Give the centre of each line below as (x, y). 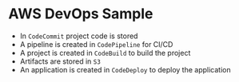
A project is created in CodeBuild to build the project (105, 53)
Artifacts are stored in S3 (60, 61)
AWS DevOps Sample (81, 14)
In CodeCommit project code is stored (79, 36)
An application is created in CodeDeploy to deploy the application (125, 69)
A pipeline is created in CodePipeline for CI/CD (96, 44)
